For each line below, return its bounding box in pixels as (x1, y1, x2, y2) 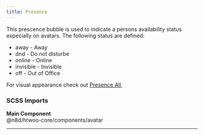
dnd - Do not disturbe (15, 50, 70, 58)
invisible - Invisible (15, 63, 62, 70)
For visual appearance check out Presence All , (6, 81, 123, 88)
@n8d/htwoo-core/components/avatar (6, 116, 103, 123)
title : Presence (6, 8, 47, 15)
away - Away (15, 44, 48, 51)
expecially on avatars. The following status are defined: (6, 31, 144, 39)
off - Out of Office (15, 69, 61, 76)
